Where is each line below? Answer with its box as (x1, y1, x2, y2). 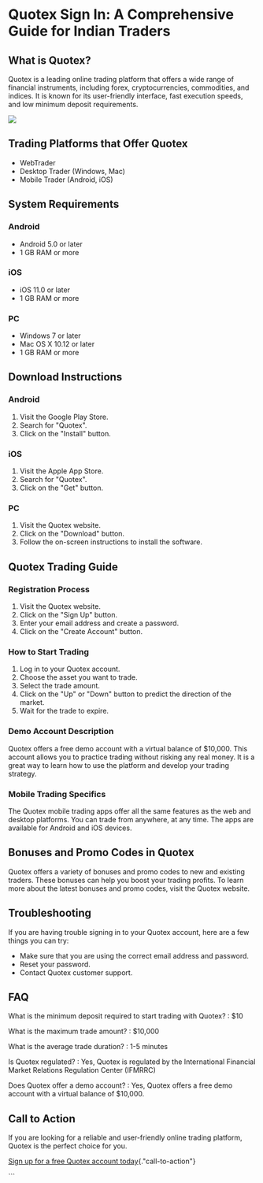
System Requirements (8, 198, 120, 211)
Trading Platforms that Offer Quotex (8, 137, 188, 150)
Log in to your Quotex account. (19, 664, 120, 674)
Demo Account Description (8, 726, 114, 737)
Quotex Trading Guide (8, 560, 118, 573)
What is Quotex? (8, 54, 91, 67)
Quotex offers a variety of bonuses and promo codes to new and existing (8, 866, 246, 876)
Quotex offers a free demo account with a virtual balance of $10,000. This (8, 744, 248, 753)
